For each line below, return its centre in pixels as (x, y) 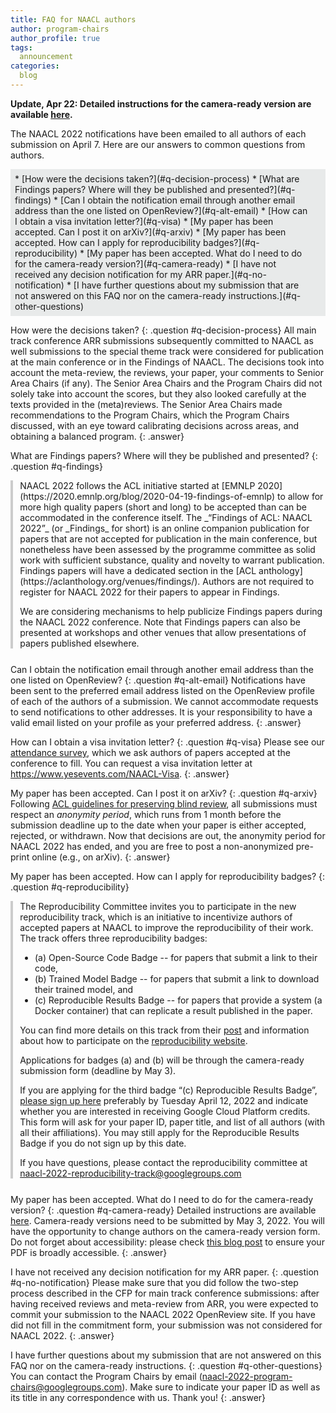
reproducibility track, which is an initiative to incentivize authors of (156, 917)
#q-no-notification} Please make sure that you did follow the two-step (154, 1283)
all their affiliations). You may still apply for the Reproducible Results (159, 1133)
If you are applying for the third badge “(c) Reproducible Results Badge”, (168, 1090)
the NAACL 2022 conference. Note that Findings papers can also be (160, 622)
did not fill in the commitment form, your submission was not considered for (166, 1325)
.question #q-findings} (56, 466)
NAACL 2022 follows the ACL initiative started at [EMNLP (137, 485)
